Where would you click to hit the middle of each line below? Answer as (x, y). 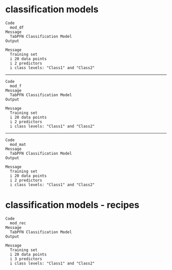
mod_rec (18, 223)
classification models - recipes (72, 205)
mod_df (17, 27)
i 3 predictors (26, 259)
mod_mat (18, 144)
